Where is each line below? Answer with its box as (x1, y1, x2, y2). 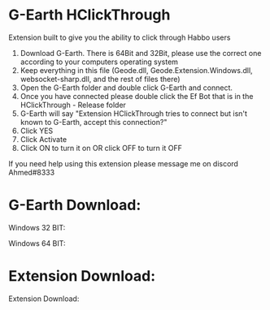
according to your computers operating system (20, 57, 179, 67)
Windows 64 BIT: (8, 238, 67, 248)
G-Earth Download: (8, 196, 142, 214)
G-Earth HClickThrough (8, 6, 171, 24)
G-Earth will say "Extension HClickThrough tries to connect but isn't (20, 108, 248, 118)
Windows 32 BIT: (8, 222, 66, 232)
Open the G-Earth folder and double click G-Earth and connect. (20, 83, 233, 93)
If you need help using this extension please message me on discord (8, 158, 238, 168)
